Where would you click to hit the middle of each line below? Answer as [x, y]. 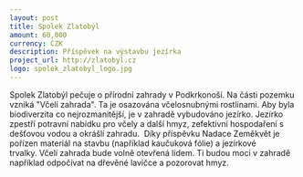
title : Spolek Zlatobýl [55, 26]
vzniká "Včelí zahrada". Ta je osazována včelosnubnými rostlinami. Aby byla [152, 104]
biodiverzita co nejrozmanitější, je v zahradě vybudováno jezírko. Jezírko [146, 114]
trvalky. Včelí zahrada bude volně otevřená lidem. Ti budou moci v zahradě [150, 152]
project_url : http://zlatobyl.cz [73, 60]
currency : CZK [37, 43]
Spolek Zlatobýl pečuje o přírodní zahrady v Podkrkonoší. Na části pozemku [152, 94]
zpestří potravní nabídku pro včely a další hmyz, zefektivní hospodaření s [147, 123]
